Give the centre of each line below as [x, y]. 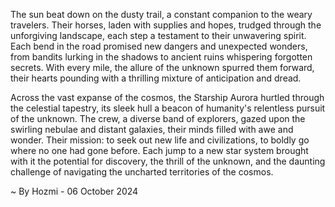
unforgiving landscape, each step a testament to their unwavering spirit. [158, 35]
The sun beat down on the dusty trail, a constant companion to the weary [161, 14]
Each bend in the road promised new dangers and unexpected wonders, [159, 46]
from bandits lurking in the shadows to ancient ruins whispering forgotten [161, 57]
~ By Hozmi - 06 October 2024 [74, 191]
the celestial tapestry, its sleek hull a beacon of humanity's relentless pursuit [168, 108]
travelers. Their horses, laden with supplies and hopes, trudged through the [166, 25]
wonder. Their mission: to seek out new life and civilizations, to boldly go [160, 140]
